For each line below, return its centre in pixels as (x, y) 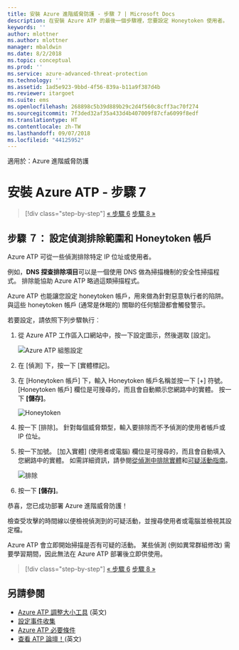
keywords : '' (27, 27)
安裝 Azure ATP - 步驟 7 (77, 192)
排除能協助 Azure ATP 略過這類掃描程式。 (82, 281)
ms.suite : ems (28, 100)
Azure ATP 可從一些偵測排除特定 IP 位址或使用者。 (81, 257)
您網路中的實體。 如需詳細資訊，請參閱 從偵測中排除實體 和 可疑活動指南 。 (124, 460)
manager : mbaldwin (34, 47)
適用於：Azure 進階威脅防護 (48, 161)
